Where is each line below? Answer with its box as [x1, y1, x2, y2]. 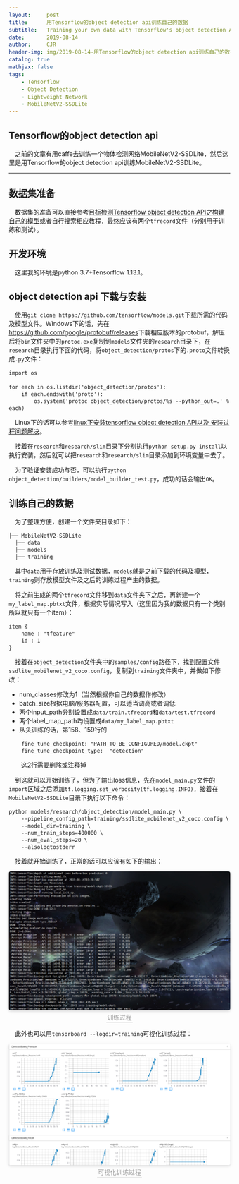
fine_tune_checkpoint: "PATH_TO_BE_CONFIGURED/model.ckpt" [21, 741, 198, 748]
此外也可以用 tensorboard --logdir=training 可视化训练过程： [15, 1029, 193, 1038]
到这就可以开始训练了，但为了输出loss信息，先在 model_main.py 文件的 [15, 776, 216, 785]
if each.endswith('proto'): [21, 391, 103, 398]
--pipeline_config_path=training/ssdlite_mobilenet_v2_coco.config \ [21, 816, 230, 823]
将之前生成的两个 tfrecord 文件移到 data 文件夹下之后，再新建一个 [15, 591, 200, 599]
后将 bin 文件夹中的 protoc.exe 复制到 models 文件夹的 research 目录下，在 [8, 337, 211, 346]
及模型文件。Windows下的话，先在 [8, 320, 110, 328]
